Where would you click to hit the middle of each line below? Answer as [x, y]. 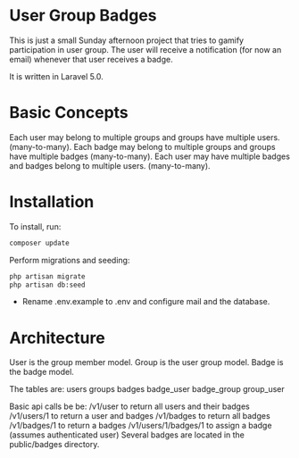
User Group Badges [83, 16]
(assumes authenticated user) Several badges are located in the [127, 435]
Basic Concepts [69, 113]
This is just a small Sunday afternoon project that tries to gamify [126, 40]
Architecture [57, 338]
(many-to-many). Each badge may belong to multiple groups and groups [142, 146]
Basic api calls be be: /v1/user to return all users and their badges [129, 406]
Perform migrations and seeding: [70, 260]
